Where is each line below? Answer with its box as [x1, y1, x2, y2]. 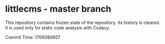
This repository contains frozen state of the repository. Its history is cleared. [5, 20, 160, 25]
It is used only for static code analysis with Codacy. [5, 24, 110, 30]
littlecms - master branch [5, 3, 111, 15]
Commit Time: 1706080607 [5, 34, 61, 40]
